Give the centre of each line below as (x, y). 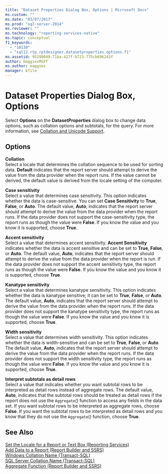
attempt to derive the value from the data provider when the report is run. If (83, 259)
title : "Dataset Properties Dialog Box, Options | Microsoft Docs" (77, 10)
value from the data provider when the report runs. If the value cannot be (81, 175)
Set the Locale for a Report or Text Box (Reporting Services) (67, 444)
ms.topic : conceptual (28, 38)
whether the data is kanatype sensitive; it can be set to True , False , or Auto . (84, 295)
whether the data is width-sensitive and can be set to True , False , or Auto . (82, 343)
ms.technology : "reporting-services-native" (52, 33)
